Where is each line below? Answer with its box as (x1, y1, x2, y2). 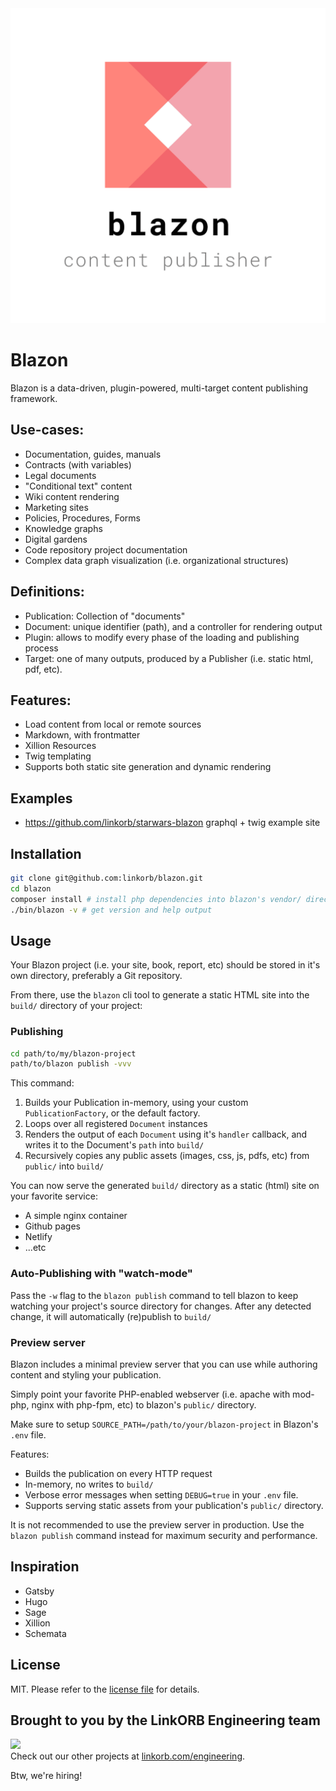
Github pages (24, 1220, 81, 1232)
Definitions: (10, 583, 85, 601)
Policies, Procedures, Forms (24, 512, 141, 524)
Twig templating (24, 750, 92, 762)
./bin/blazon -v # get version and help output (10, 905, 213, 915)
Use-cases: (10, 422, 85, 439)
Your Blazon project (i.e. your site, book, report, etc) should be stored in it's (10, 959, 321, 971)
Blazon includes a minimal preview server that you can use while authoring (10, 1358, 318, 1370)
